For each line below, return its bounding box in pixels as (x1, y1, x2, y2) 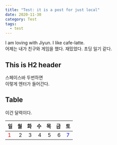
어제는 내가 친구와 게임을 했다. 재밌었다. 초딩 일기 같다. (5, 46, 112, 52)
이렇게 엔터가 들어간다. (5, 81, 50, 87)
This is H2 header (5, 61, 62, 69)
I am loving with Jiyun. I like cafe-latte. (5, 40, 85, 46)
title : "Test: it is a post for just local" (5, 7, 100, 13)
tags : (5, 21, 17, 27)
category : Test (5, 17, 37, 22)
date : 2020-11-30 (5, 12, 42, 17)
